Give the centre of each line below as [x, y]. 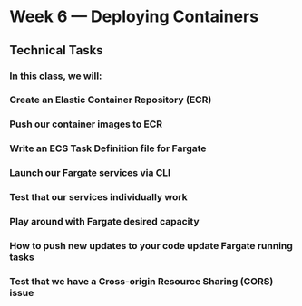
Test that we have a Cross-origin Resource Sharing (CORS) [141, 281]
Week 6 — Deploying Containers [134, 17]
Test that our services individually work [98, 197]
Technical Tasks [56, 50]
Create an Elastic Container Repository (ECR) [111, 100]
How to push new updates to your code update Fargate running [151, 245]
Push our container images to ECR [86, 124]
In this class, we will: [56, 76]
